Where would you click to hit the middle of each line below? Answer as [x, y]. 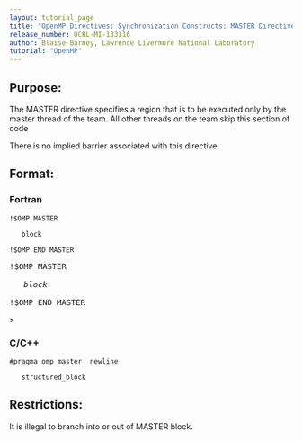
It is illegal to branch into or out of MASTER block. [101, 426]
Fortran [26, 200]
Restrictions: [46, 405]
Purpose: [36, 88]
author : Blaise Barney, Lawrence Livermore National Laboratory [132, 43]
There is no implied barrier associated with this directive [113, 146]
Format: [32, 174]
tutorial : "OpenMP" [46, 51]
